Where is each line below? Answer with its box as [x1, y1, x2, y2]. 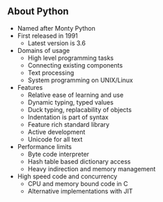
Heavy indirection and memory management [27, 164, 156, 173]
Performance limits [17, 142, 72, 150]
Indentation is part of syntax [27, 113, 109, 121]
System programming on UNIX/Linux [27, 76, 134, 84]
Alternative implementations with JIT [27, 187, 134, 195]
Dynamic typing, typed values [27, 98, 114, 107]
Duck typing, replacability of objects [27, 105, 132, 114]
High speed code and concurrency [17, 172, 118, 180]
